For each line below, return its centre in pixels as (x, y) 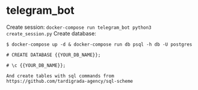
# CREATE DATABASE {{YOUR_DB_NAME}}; (54, 55)
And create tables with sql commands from (60, 76)
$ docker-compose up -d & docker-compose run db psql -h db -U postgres (99, 44)
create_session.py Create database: (51, 33)
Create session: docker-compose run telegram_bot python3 (79, 27)
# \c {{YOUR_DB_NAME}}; (36, 65)
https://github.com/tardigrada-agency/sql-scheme (70, 81)
